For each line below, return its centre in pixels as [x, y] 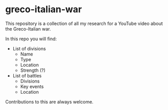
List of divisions [29, 48]
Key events [32, 86]
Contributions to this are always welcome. [49, 102]
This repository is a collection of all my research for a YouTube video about [84, 23]
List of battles [27, 75]
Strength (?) [33, 70]
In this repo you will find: [31, 39]
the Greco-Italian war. [28, 29]
